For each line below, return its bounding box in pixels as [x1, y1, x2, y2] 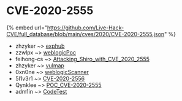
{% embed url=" [6, 24, 48, 31]
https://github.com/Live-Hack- [47, 24, 124, 31]
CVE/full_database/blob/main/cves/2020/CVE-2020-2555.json [6, 30, 165, 37]
